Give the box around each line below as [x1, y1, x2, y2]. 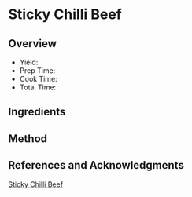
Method [8, 132, 48, 145]
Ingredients [8, 105, 66, 119]
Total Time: [19, 82, 57, 92]
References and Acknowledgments [8, 159, 185, 172]
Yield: [19, 57, 39, 67]
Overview [8, 37, 57, 50]
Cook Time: [19, 75, 57, 83]
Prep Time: [19, 66, 56, 75]
